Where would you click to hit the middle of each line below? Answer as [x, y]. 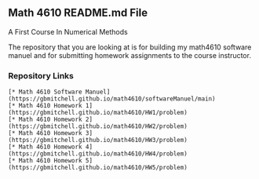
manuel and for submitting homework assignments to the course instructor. [129, 55]
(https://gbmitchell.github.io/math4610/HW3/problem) [98, 141]
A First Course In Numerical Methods [68, 31]
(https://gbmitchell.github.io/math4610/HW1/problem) [98, 113]
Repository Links [41, 75]
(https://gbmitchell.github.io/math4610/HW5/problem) [98, 168]
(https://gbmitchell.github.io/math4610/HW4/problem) [98, 154]
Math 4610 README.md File [78, 13]
